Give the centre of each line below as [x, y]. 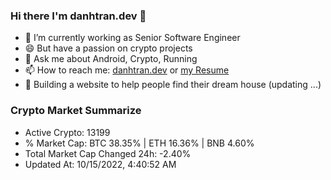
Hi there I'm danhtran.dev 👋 [78, 16]
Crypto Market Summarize [76, 111]
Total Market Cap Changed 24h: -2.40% [108, 153]
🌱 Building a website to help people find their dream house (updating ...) [173, 85]
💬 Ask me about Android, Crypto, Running [111, 59]
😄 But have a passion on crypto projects [108, 48]
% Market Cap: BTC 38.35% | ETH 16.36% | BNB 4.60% [139, 143]
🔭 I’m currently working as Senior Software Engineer [132, 38]
